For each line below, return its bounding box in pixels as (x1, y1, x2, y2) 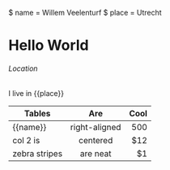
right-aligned (70, 122, 121, 133)
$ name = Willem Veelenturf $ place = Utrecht (8, 8, 162, 17)
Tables (23, 108, 51, 120)
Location (8, 63, 38, 73)
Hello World (8, 37, 89, 54)
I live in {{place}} (8, 89, 65, 98)
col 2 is (12, 135, 40, 146)
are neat (79, 148, 112, 159)
